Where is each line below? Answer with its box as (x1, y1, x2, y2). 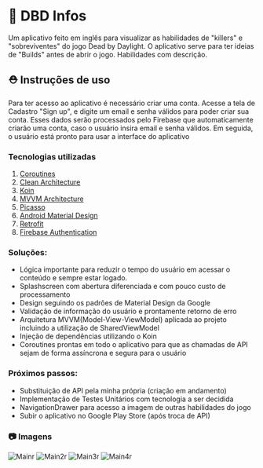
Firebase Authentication (19, 228, 97, 237)
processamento (19, 290, 71, 299)
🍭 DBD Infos (8, 7, 87, 25)
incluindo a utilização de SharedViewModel (19, 324, 159, 333)
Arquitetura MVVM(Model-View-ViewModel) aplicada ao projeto (19, 315, 228, 324)
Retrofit (19, 219, 44, 229)
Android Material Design (19, 211, 98, 221)
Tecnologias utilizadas (8, 151, 97, 162)
